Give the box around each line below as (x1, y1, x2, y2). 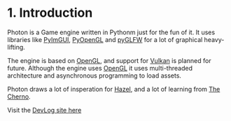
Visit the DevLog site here (7, 106, 82, 114)
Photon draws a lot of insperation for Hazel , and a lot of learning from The (7, 85, 220, 93)
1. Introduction (7, 5, 93, 21)
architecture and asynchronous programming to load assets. (7, 71, 182, 80)
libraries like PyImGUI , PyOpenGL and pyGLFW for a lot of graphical (7, 35, 203, 43)
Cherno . (7, 92, 31, 101)
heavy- (204, 35, 225, 43)
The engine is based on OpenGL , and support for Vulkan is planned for (7, 56, 211, 64)
